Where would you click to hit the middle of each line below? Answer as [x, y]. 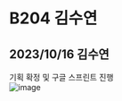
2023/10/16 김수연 [59, 54]
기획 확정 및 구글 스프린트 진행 [61, 77]
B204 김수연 [53, 18]
